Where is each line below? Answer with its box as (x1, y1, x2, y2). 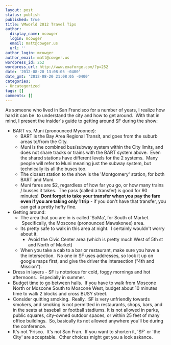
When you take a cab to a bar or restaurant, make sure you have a (20, 247, 159, 254)
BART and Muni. (20, 177, 55, 183)
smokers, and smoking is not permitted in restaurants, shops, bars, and (12, 302, 163, 308)
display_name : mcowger (10, 31, 58, 36)
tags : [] (5, 88, 24, 94)
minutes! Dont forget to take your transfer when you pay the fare (20, 193, 161, 199)
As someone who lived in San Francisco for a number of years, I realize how (5, 107, 165, 113)
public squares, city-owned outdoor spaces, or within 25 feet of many (12, 312, 160, 318)
